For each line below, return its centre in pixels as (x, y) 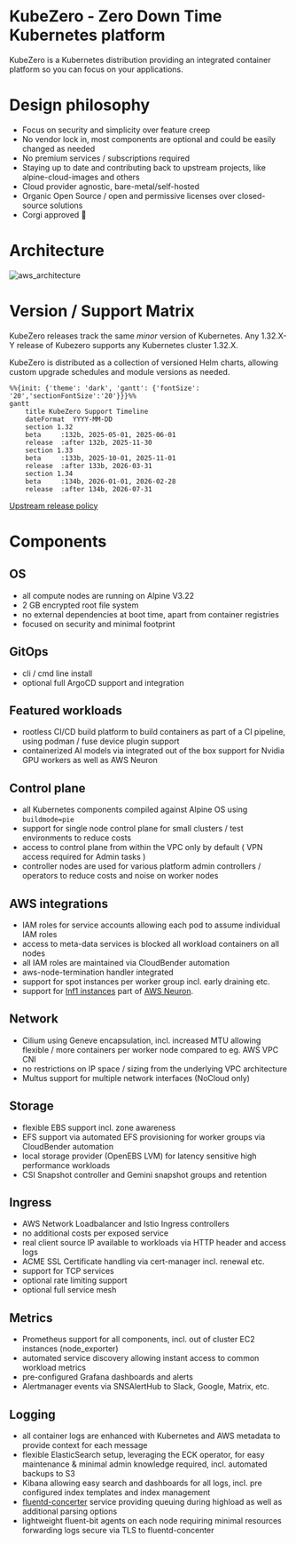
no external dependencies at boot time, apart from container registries (150, 614)
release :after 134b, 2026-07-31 (89, 489)
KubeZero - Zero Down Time (116, 16)
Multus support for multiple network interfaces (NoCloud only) (136, 1078)
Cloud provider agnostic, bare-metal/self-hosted (110, 186)
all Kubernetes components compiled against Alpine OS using (135, 809)
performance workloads (66, 1165)
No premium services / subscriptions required (106, 158)
